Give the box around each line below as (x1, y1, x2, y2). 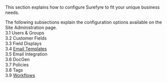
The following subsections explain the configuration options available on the (5, 19, 162, 25)
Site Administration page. (5, 24, 57, 30)
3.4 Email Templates (5, 46, 47, 51)
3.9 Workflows (5, 72, 35, 78)
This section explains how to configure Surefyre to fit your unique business (5, 4, 160, 10)
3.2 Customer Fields (5, 35, 47, 41)
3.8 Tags (5, 67, 23, 73)
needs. (5, 9, 19, 15)
